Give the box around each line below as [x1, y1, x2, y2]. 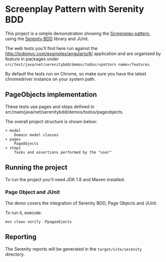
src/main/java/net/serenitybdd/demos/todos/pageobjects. [5, 109, 124, 115]
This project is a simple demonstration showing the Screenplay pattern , [5, 30, 151, 36]
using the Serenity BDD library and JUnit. [5, 36, 89, 42]
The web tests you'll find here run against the [5, 45, 98, 51]
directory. [5, 251, 25, 257]
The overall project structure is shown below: [5, 118, 98, 125]
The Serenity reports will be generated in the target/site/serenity [5, 246, 142, 252]
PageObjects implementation [5, 90, 97, 99]
